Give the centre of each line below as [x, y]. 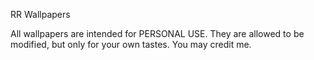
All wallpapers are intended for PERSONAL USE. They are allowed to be [157, 33]
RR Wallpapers [40, 14]
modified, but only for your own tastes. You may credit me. [131, 44]
